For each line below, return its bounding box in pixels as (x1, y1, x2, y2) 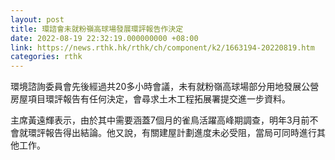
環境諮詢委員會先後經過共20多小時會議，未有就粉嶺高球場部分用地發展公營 (10, 81, 320, 93)
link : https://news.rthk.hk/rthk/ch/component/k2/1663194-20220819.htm (10, 42, 315, 53)
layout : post (10, 14, 65, 25)
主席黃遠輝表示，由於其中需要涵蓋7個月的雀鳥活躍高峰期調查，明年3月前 (10, 114, 310, 126)
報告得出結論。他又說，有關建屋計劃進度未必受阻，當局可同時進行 (44, 127, 317, 139)
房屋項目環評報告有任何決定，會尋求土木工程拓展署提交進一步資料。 (10, 93, 291, 105)
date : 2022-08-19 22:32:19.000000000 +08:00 (10, 33, 199, 43)
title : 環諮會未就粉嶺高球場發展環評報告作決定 (10, 24, 184, 34)
